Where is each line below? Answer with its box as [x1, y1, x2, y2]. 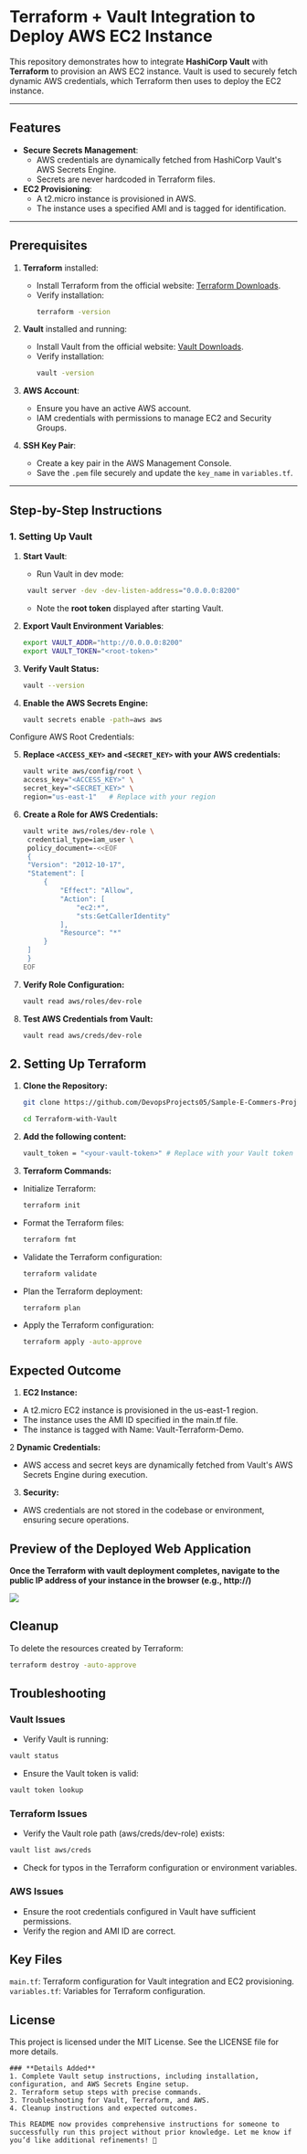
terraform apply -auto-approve [22, 1337, 143, 1347]
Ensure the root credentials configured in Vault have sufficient [22, 1905, 256, 1916]
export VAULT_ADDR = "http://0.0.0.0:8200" [22, 638, 184, 647]
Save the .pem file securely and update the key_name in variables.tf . [36, 468, 294, 479]
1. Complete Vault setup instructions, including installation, [9, 2072, 259, 2081]
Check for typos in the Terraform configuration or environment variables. [22, 1862, 298, 1873]
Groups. [36, 422, 67, 433]
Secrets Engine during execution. [22, 1470, 148, 1480]
